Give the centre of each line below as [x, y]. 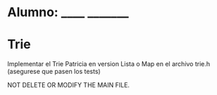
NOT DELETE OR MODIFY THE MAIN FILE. [69, 85]
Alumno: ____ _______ [68, 12]
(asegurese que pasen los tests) [54, 72]
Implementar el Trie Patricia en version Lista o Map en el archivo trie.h [109, 64]
